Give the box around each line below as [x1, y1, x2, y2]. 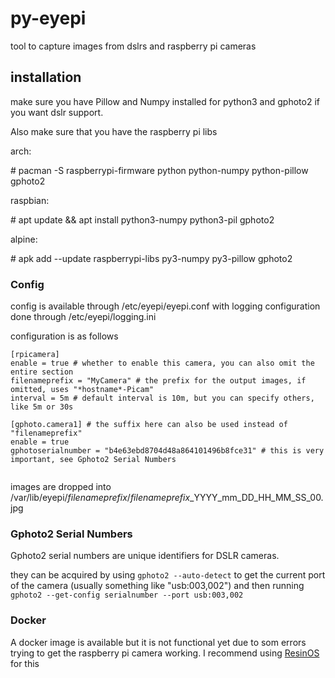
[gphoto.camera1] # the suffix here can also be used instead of [10, 420, 288, 430]
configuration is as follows [10, 330, 119, 342]
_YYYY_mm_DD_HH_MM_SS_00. [189, 492, 324, 504]
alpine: [10, 233, 38, 245]
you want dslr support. [10, 106, 104, 118]
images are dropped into [10, 481, 112, 493]
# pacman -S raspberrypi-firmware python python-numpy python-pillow [10, 164, 309, 176]
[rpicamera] [10, 350, 60, 360]
